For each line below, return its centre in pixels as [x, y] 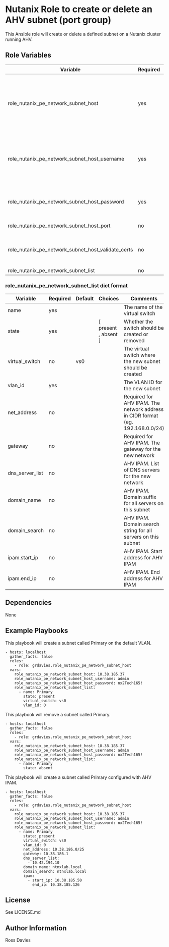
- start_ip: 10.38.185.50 [55, 880]
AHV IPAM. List [141, 464]
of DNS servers [142, 470]
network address [144, 409]
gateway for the [142, 449]
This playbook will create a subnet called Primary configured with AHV [78, 777]
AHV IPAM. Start [143, 551]
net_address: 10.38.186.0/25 [54, 849]
